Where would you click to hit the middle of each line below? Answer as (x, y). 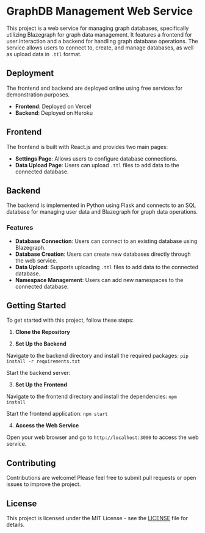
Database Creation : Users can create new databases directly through (103, 254)
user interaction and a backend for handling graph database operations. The (102, 41)
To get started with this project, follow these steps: (70, 320)
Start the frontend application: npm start (57, 414)
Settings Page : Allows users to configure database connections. (96, 158)
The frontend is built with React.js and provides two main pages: (87, 147)
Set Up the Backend (41, 344)
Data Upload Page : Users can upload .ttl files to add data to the (97, 165)
